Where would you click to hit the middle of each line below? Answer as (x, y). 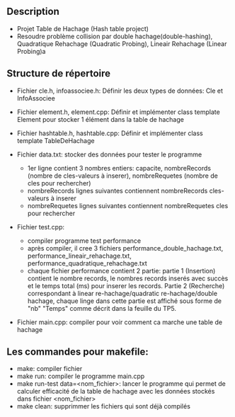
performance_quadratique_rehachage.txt (87, 263)
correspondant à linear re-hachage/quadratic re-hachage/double (122, 293)
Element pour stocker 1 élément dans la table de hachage (101, 119)
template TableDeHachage (56, 140)
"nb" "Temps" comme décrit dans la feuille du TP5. (102, 308)
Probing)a (31, 51)
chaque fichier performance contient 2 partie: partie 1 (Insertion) (121, 270)
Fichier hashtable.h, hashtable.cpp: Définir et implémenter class (110, 133)
